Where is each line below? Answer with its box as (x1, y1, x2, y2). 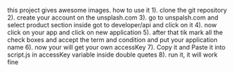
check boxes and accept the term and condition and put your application (7, 36, 218, 44)
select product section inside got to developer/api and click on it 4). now (7, 21, 217, 29)
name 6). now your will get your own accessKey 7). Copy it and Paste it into (7, 43, 226, 51)
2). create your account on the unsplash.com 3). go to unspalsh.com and (7, 13, 219, 22)
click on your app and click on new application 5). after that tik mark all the (7, 28, 223, 36)
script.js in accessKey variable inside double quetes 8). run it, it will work (7, 50, 218, 59)
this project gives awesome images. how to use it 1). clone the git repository (7, 6, 227, 14)
